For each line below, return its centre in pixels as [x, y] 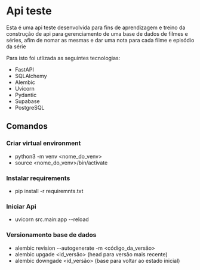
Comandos [27, 126]
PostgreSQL [30, 107]
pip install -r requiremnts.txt [49, 191]
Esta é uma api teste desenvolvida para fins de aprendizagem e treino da [96, 27]
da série [16, 46]
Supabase [27, 101]
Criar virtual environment [44, 143]
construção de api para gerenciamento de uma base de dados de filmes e [97, 33]
